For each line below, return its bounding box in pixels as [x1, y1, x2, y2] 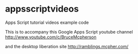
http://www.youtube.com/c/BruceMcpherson [5, 34, 97, 40]
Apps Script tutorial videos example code [5, 19, 89, 25]
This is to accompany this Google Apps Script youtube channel [5, 29, 133, 35]
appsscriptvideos [5, 3, 79, 15]
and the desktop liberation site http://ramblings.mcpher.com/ [5, 43, 129, 49]
